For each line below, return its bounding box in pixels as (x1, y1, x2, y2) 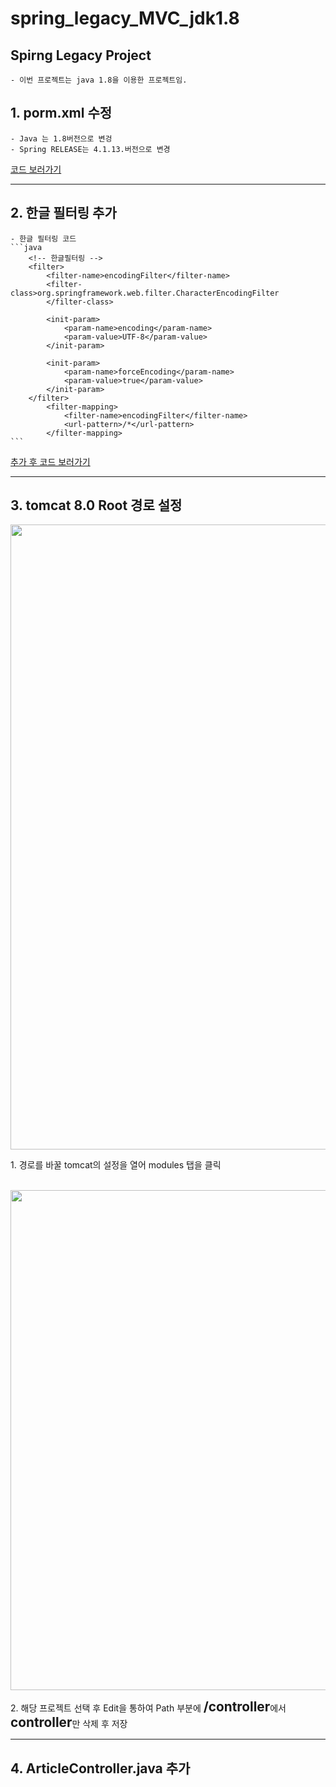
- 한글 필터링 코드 (10, 233, 77, 244)
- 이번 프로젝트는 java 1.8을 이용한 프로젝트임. (10, 75, 188, 85)
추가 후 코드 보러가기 (10, 455, 91, 467)
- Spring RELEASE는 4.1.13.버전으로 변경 (10, 144, 171, 154)
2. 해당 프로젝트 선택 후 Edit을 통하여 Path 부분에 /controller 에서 (10, 1698, 287, 1716)
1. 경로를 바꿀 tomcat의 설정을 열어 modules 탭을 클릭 (10, 1159, 222, 1171)
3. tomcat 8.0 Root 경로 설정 (10, 497, 183, 514)
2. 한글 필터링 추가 (10, 205, 117, 222)
